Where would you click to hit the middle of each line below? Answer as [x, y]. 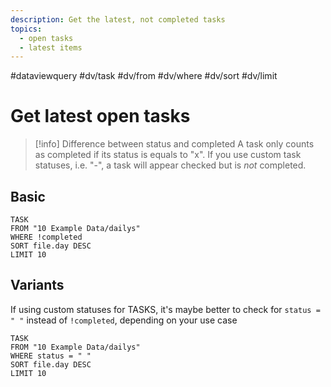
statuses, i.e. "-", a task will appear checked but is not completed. [170, 165]
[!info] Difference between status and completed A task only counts [174, 144]
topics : [26, 29]
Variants [37, 285]
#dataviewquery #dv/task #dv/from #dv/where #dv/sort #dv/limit [144, 76]
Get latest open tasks [100, 116]
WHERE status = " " [51, 356]
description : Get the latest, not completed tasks [118, 19]
